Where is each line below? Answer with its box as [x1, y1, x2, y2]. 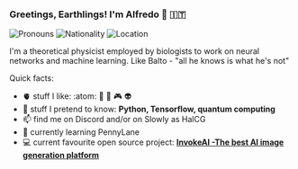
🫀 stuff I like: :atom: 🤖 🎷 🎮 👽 [22, 91, 132, 102]
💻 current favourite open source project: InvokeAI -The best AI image [22, 137, 284, 147]
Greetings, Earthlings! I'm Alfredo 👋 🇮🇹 [9, 8, 186, 21]
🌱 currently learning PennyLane [22, 127, 140, 138]
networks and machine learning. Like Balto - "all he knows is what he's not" [9, 56, 290, 67]
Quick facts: [9, 73, 54, 84]
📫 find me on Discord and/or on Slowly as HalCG [22, 114, 206, 125]
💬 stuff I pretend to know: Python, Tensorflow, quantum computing [22, 103, 276, 115]
